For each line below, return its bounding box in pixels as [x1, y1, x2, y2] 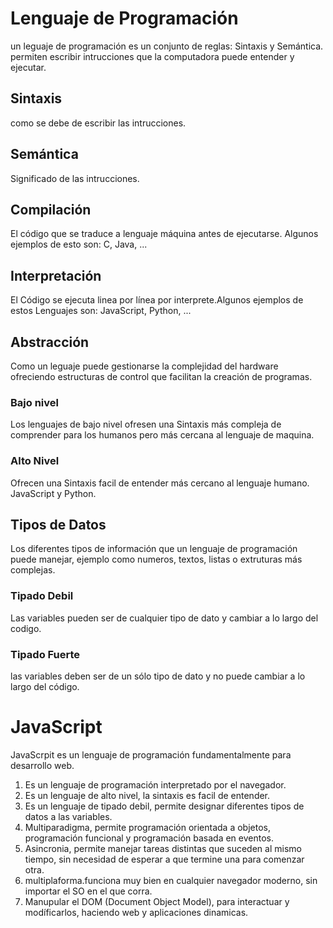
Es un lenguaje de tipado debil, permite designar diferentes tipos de [24, 800, 305, 812]
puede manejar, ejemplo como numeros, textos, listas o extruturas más [10, 553, 303, 566]
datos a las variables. [24, 810, 113, 822]
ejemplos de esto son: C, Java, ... [10, 238, 148, 251]
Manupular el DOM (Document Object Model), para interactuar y [24, 895, 290, 907]
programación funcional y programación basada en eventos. [24, 832, 274, 844]
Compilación [10, 201, 92, 218]
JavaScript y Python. [10, 487, 97, 499]
